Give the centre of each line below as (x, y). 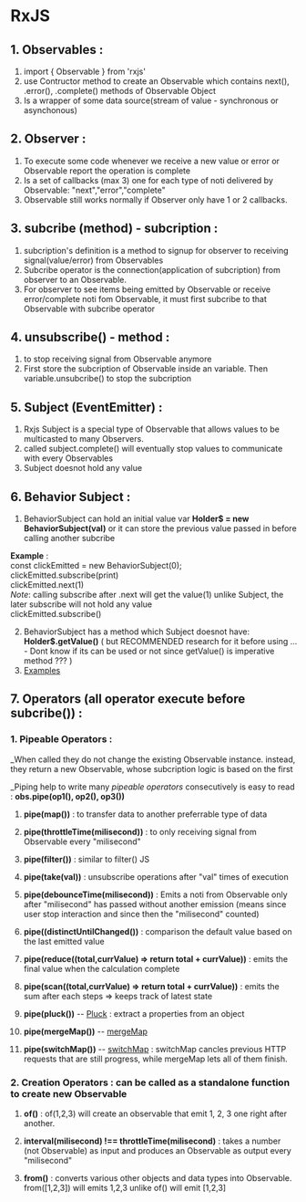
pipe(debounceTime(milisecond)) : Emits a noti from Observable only (155, 894)
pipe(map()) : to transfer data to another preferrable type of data (145, 814)
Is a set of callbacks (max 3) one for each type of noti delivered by (148, 180)
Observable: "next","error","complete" (95, 190)
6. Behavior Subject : (71, 497)
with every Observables (68, 458)
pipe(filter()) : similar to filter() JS (86, 859)
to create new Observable (69, 1093)
